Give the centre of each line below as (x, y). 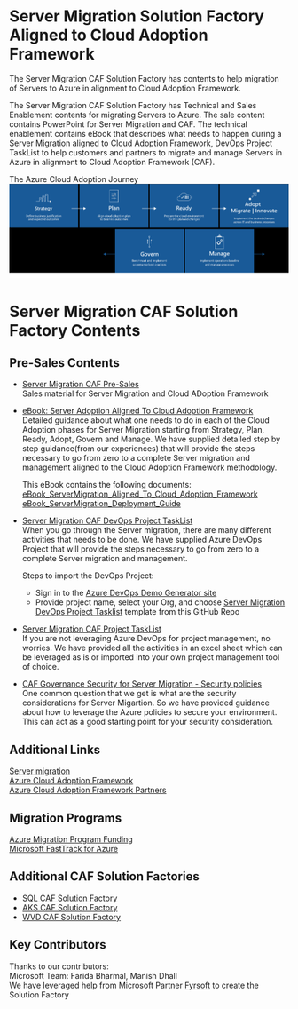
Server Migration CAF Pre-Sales (80, 385)
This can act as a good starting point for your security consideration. (147, 722)
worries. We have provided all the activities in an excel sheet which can (152, 648)
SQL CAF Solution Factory (70, 898)
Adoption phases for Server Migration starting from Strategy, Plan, (143, 430)
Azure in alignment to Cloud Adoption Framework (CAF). (112, 162)
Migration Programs (66, 818)
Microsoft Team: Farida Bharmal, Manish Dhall (93, 975)
